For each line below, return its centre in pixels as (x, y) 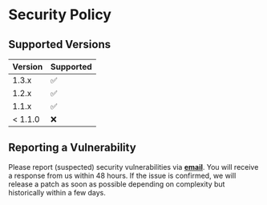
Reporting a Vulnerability (72, 148)
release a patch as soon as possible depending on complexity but (117, 184)
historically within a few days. (57, 192)
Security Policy (60, 15)
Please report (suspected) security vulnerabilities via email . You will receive (133, 167)
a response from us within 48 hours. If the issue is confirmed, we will (122, 175)
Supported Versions (59, 44)
